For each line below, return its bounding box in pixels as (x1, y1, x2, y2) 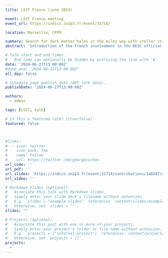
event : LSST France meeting (5, 16, 64, 21)
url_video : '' (5, 176, 35, 181)
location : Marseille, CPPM (5, 30, 61, 35)
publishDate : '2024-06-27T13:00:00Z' (5, 85, 84, 90)
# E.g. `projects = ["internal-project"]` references (5, 231, 124, 236)
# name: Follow (5, 153, 43, 158)
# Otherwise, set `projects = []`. (5, 236, 84, 241)
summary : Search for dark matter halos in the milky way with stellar (5, 39, 155, 44)
